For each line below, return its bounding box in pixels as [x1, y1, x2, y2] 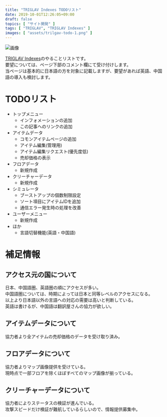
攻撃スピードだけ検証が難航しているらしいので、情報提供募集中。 [5, 407, 141, 413]
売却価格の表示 [19, 154, 51, 160]
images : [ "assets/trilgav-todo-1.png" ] [5, 30, 93, 35]
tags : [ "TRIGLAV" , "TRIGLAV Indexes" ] [5, 26, 91, 31]
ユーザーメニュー [12, 211, 47, 217]
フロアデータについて [5, 350, 71, 358]
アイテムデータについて [5, 319, 77, 328]
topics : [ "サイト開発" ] [5, 21, 55, 26]
